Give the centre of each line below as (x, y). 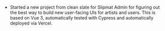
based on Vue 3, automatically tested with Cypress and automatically (81, 18)
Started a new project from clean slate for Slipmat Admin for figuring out (85, 7)
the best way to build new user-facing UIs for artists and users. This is (83, 12)
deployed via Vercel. (31, 23)
